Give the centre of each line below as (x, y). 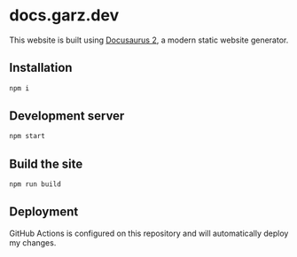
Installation (41, 68)
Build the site (46, 164)
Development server (67, 116)
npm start (27, 136)
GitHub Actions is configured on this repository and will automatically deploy (149, 233)
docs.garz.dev (64, 16)
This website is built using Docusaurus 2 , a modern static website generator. (149, 40)
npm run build (35, 184)
